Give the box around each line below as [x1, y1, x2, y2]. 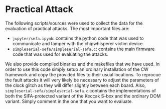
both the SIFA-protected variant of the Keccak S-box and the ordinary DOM [5, 93, 161, 99]
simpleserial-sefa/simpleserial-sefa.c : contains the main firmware [12, 46, 155, 52]
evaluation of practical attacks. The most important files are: [5, 25, 130, 31]
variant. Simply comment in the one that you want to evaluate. [5, 98, 133, 104]
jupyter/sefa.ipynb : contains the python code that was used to [12, 35, 144, 41]
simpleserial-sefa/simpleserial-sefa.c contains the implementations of [5, 87, 156, 93]
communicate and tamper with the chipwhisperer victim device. [12, 40, 144, 46]
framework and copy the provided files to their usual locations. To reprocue [5, 71, 161, 77]
